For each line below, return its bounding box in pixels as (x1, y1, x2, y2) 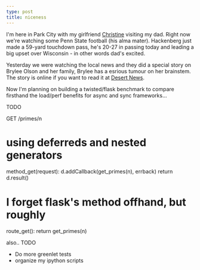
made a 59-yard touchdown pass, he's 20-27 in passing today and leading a (6, 43, 194, 51)
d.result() (6, 174, 29, 182)
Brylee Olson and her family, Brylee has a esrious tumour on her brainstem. (6, 67, 191, 75)
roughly (6, 208, 46, 221)
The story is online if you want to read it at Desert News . (6, 74, 145, 81)
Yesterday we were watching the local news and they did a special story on (6, 61, 192, 69)
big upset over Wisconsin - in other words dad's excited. (6, 49, 146, 57)
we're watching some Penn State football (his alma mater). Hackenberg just (6, 37, 192, 44)
